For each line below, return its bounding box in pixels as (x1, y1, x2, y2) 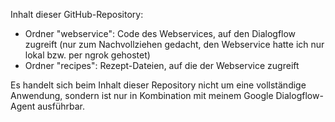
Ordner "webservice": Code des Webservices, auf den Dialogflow (24, 28, 297, 39)
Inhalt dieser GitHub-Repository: (10, 9, 144, 20)
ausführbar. (37, 100, 85, 112)
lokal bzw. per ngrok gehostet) (24, 49, 151, 61)
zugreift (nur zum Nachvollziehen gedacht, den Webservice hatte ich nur (24, 39, 325, 50)
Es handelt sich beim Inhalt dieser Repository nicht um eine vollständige (10, 79, 307, 91)
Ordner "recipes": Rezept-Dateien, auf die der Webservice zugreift (24, 60, 300, 71)
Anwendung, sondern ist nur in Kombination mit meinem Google (10, 90, 274, 101)
